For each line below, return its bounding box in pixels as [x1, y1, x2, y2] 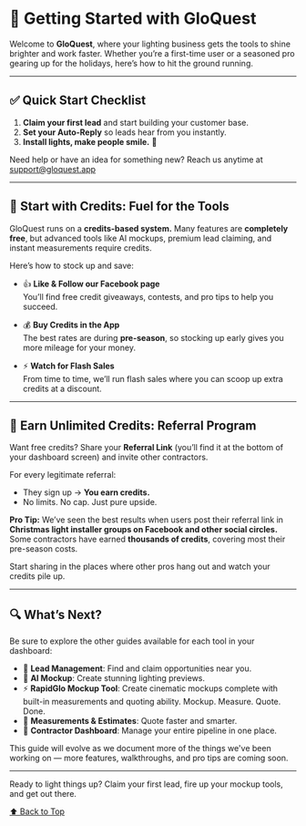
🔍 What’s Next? [9, 606, 103, 623]
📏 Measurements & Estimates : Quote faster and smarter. [22, 716, 238, 727]
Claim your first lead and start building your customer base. [22, 117, 249, 128]
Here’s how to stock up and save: [9, 260, 135, 271]
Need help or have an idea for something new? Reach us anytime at [9, 154, 264, 165]
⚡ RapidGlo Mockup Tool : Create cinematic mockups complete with [22, 683, 279, 694]
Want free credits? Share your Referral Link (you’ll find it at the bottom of [9, 442, 284, 453]
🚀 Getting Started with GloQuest [9, 8, 257, 29]
